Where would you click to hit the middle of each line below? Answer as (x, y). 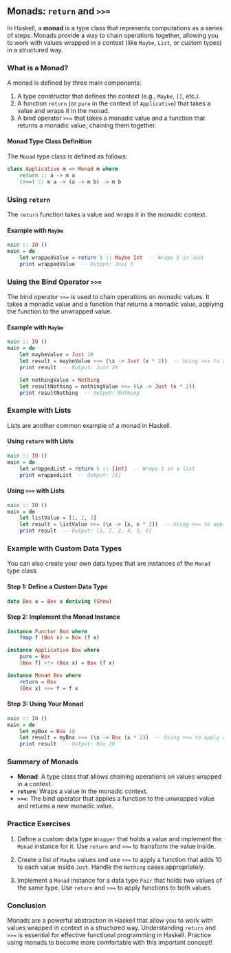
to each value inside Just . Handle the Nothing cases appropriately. (111, 867)
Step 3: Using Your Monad (45, 704)
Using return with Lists (41, 441)
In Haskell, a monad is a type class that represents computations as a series (115, 28)
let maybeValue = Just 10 (57, 355)
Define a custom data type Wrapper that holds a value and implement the (119, 839)
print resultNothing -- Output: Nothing (79, 393)
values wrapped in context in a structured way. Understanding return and (112, 928)
